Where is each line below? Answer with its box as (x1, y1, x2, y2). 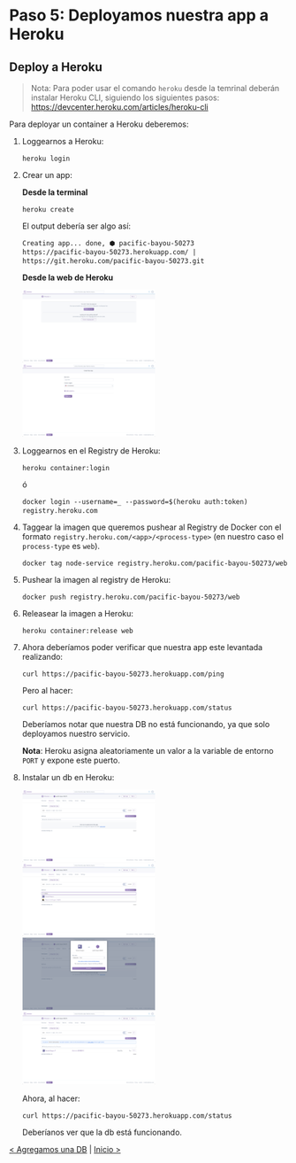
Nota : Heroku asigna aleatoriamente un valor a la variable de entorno (21, 745, 274, 756)
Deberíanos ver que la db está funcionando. (21, 1127, 183, 1137)
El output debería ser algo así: (21, 221, 131, 231)
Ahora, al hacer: (21, 1093, 81, 1104)
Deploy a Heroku (9, 59, 103, 74)
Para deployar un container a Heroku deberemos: (9, 119, 189, 129)
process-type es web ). (21, 540, 100, 551)
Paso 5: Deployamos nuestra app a (9, 5, 269, 26)
